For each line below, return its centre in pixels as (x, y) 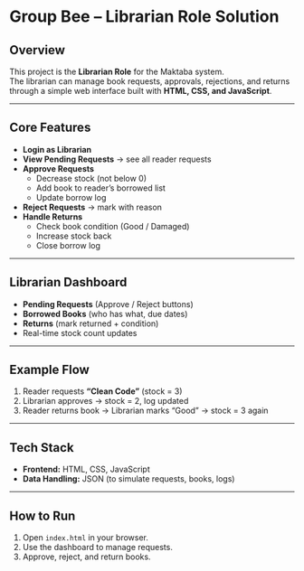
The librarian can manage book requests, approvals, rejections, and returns (150, 81)
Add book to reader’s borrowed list (100, 188)
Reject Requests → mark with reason (92, 207)
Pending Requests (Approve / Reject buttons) (108, 304)
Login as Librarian (57, 149)
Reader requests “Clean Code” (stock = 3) (102, 391)
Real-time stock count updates (80, 332)
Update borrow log (71, 197)
